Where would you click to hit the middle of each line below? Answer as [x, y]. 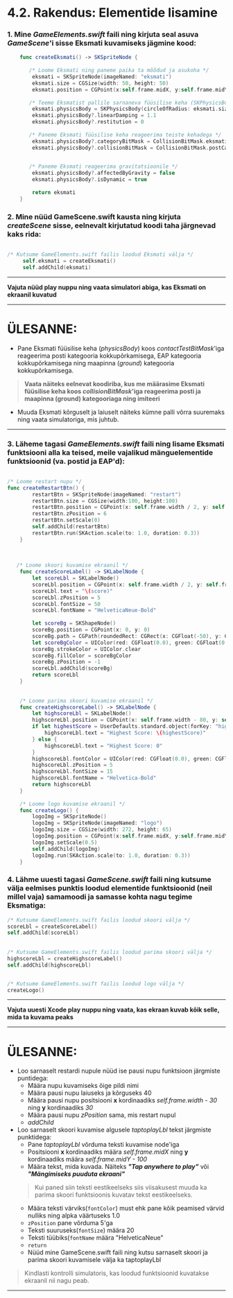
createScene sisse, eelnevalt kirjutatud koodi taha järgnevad [112, 225]
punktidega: [34, 1137]
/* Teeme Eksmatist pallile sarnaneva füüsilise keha [108, 103]
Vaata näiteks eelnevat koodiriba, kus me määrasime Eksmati [114, 383]
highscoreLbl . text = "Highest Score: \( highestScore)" [125, 733]
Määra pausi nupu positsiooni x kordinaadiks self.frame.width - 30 [122, 1100]
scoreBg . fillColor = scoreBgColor [82, 656]
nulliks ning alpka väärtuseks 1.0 [74, 1215]
